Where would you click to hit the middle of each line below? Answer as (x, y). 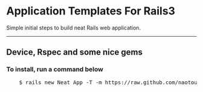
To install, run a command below (55, 69)
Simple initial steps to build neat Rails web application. (73, 28)
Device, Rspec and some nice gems (75, 52)
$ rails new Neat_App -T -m (60, 82)
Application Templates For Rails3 (91, 11)
